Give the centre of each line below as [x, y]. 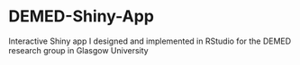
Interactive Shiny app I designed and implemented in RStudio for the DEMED [150, 41]
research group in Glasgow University [79, 50]
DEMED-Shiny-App [82, 16]
